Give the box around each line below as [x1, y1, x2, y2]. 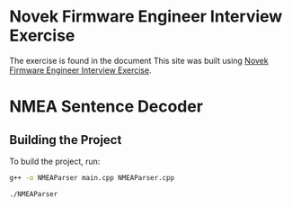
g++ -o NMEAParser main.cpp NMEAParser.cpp [9, 173, 175, 182]
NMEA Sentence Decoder [9, 96, 204, 117]
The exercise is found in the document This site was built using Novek [9, 55, 269, 66]
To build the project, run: [9, 156, 101, 166]
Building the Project [9, 132, 122, 148]
